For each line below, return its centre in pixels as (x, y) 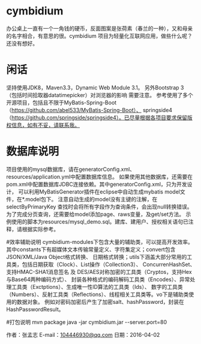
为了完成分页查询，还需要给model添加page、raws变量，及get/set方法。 (95, 214)
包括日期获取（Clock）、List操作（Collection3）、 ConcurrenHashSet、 (109, 264)
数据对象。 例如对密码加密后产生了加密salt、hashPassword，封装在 (100, 301)
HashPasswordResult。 (35, 309)
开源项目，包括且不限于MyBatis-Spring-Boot (61, 102)
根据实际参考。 (40, 229)
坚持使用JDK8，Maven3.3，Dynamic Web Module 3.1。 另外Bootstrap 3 (95, 87)
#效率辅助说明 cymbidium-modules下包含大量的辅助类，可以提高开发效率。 (100, 242)
